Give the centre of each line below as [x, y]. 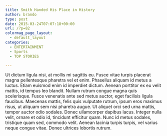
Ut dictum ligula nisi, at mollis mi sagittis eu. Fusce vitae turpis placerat [78, 75]
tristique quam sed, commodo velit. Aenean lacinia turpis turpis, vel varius [81, 122]
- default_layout [28, 38]
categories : [17, 42]
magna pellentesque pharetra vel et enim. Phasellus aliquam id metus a [78, 80]
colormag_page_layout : [29, 33]
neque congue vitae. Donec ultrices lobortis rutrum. [58, 128]
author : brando [21, 14]
